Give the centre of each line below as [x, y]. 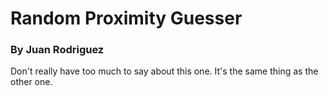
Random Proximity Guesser [126, 18]
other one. [31, 82]
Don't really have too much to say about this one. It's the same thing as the [164, 71]
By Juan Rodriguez [57, 50]
